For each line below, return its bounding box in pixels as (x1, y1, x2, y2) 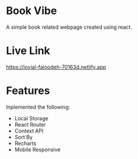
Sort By (14, 133, 33, 140)
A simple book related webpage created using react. (6, 23, 133, 31)
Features (6, 84, 50, 97)
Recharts (14, 140, 37, 147)
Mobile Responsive (14, 146, 61, 153)
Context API (14, 127, 44, 134)
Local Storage (14, 114, 49, 121)
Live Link (6, 44, 51, 57)
